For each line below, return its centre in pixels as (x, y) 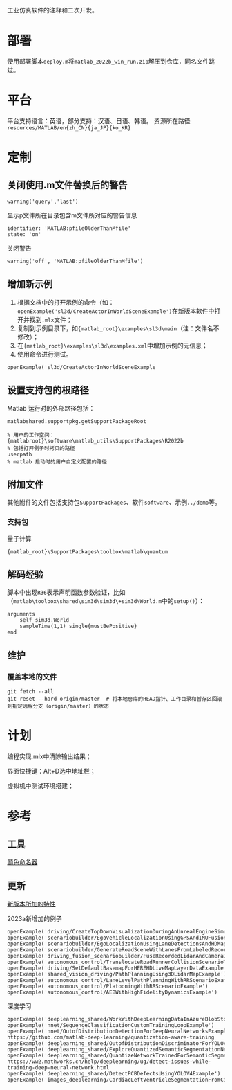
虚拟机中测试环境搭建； (40, 786)
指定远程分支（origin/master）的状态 (60, 706)
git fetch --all (30, 692)
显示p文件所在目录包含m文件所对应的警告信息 (72, 215)
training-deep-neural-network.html (58, 1067)
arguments (21, 614)
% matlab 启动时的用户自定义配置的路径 (57, 462)
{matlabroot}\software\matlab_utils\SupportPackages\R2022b (96, 441)
